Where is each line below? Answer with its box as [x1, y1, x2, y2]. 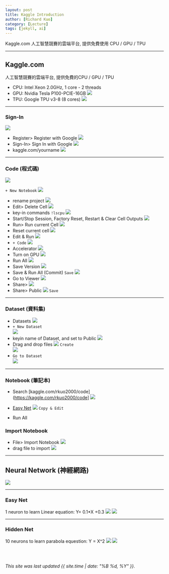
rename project [12, 198, 44, 204]
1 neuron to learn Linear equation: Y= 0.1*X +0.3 [5, 508, 105, 515]
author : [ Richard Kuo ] [5, 17, 53, 22]
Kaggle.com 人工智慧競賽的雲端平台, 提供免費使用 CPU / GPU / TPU [5, 41, 146, 47]
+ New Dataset [12, 324, 42, 329]
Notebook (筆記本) [5, 376, 51, 384]
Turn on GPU [12, 251, 40, 258]
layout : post [5, 7, 33, 13]
